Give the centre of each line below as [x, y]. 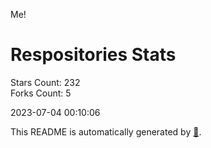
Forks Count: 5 [41, 93]
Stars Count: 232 [45, 82]
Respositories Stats [93, 55]
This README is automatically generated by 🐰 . [106, 131]
